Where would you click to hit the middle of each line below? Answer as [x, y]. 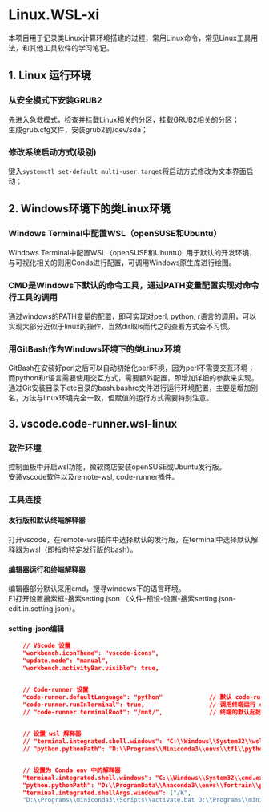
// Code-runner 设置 [56, 689]
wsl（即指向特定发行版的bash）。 [83, 549]
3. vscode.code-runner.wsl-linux [93, 423]
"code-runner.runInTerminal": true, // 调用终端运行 [139, 705]
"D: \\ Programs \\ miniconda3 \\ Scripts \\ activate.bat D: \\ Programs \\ [136, 800]
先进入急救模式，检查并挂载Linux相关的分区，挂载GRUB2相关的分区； [124, 119]
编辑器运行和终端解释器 [47, 569]
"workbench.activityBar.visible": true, [91, 669]
